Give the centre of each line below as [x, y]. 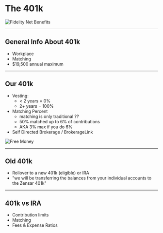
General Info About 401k [42, 42]
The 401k [24, 9]
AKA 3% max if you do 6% [46, 127]
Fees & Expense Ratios [35, 225]
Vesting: [20, 96]
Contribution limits [30, 215]
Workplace [23, 54]
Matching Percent [30, 111]
